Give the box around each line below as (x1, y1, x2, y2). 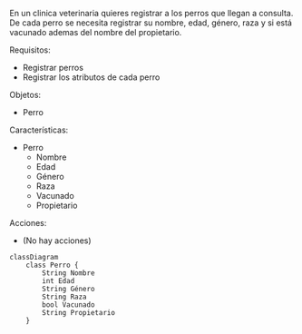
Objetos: (9, 90, 42, 100)
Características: (9, 124, 69, 135)
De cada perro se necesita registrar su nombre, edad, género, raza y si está (9, 17, 293, 28)
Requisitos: (9, 44, 52, 55)
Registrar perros (22, 63, 84, 73)
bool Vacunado (42, 300, 95, 309)
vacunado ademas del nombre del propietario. (9, 27, 182, 37)
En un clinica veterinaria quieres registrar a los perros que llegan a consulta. (9, 8, 294, 18)
